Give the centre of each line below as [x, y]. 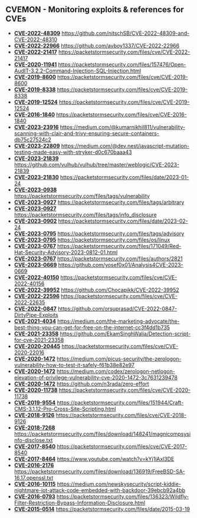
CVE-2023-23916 [36, 127]
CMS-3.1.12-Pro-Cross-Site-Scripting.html [65, 408]
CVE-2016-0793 [35, 496]
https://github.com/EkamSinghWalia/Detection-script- [125, 334]
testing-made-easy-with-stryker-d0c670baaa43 [73, 152]
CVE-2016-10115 [35, 484]
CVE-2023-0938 [35, 189]
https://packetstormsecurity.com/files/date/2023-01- [125, 177]
